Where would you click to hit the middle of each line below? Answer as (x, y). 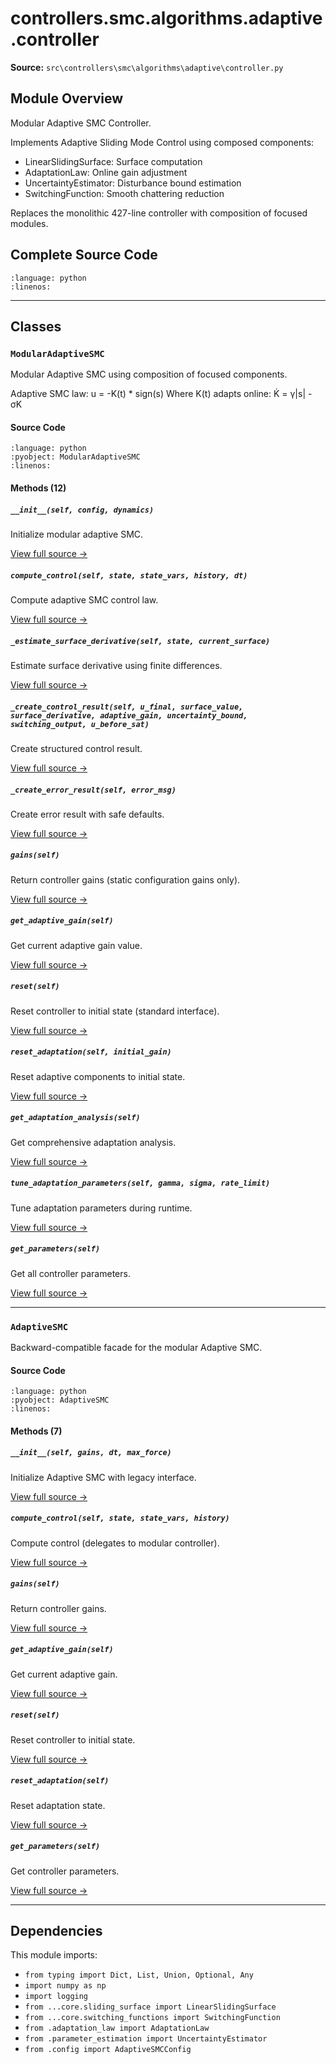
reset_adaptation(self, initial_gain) (91, 1052)
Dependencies (56, 1930)
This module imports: (54, 1955)
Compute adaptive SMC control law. (84, 599)
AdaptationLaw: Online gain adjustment (106, 172)
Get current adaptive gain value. (76, 945)
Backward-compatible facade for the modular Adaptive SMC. (136, 1347)
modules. (29, 223)
